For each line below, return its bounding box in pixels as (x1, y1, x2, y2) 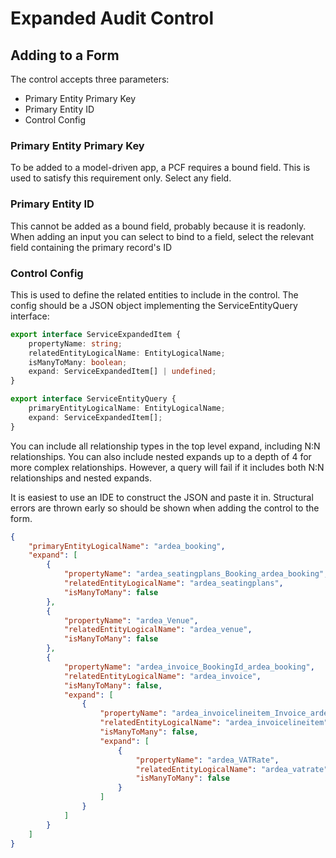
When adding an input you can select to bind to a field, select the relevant (10, 230, 315, 242)
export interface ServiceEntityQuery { (10, 394, 177, 404)
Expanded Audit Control (10, 7, 214, 30)
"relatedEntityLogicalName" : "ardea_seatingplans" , (63, 578, 284, 589)
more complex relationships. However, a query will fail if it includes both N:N (10, 461, 325, 473)
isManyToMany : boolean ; (28, 357, 128, 367)
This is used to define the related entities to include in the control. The (10, 288, 299, 301)
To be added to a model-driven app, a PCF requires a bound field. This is (10, 162, 311, 174)
